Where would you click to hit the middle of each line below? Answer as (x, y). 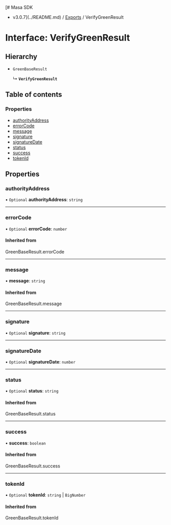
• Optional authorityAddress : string (44, 200)
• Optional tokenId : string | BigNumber (46, 495)
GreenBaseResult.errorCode (35, 252)
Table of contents (34, 94)
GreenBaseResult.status (31, 414)
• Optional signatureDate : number (40, 362)
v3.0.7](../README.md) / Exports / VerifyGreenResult (68, 17)
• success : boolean (25, 443)
